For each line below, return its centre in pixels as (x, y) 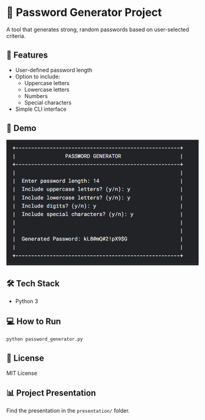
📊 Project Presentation (51, 393)
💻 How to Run (34, 321)
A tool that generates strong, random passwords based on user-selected (98, 29)
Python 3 (27, 301)
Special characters (48, 102)
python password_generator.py (45, 339)
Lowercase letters (47, 89)
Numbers (36, 96)
